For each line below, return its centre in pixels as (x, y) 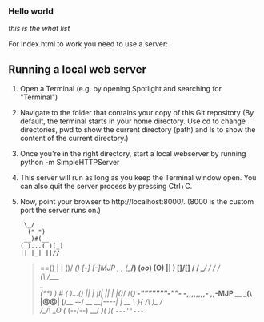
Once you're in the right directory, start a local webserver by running (133, 154)
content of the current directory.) (74, 139)
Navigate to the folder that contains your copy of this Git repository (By (137, 113)
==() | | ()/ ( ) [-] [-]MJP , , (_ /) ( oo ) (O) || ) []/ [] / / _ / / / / (130, 268)
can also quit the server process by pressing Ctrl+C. (106, 187)
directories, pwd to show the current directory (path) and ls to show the (138, 130)
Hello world (31, 11)
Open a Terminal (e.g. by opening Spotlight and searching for (121, 89)
